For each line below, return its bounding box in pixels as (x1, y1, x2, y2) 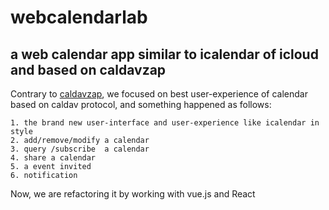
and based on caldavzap (10, 61, 167, 78)
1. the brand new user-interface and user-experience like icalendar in (10, 118, 320, 128)
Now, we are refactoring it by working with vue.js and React (10, 188, 256, 200)
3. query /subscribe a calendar (10, 144, 150, 154)
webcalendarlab (10, 6, 148, 29)
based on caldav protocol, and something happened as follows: (10, 99, 272, 110)
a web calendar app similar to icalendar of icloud (10, 46, 319, 63)
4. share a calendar (10, 153, 97, 163)
